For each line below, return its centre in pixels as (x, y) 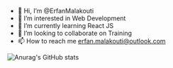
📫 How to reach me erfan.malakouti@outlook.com (91, 41)
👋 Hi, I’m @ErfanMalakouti (56, 11)
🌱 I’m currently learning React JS (66, 26)
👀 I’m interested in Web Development (72, 18)
